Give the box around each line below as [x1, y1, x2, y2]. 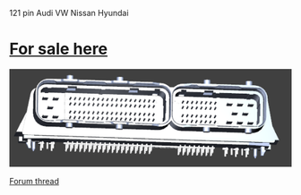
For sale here [9, 39, 108, 59]
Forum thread [9, 175, 60, 186]
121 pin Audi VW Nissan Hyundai [9, 8, 129, 18]
